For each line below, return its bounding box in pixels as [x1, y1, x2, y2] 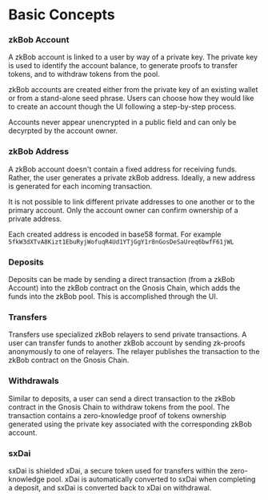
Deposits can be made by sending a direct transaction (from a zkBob [8, 275, 235, 284]
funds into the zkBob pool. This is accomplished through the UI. [8, 292, 218, 301]
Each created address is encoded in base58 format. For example [8, 229, 222, 239]
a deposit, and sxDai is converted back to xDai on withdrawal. [8, 482, 212, 492]
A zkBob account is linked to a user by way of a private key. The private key [8, 52, 258, 62]
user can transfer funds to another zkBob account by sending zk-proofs [8, 338, 246, 348]
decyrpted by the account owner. [8, 126, 118, 135]
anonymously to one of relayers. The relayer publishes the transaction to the [8, 347, 260, 357]
